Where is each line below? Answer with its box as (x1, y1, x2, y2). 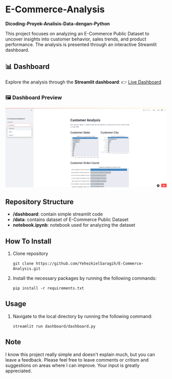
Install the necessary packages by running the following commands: (12, 275, 157, 281)
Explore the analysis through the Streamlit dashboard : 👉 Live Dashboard (5, 78, 161, 85)
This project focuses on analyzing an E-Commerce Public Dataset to (5, 30, 149, 36)
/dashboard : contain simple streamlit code (12, 211, 103, 217)
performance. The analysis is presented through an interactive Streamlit (5, 41, 157, 47)
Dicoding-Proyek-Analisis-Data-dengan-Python (5, 21, 110, 27)
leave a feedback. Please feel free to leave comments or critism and (5, 356, 149, 363)
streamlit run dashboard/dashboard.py (12, 324, 96, 329)
